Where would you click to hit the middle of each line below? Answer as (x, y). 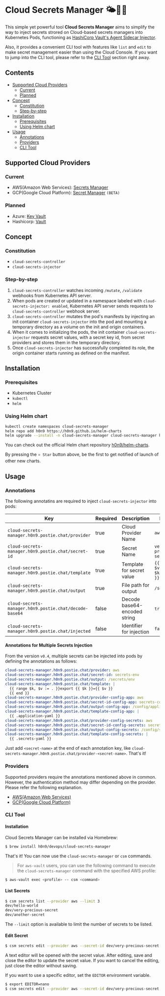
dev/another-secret (25, 915)
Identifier (132, 626)
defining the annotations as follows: (41, 661)
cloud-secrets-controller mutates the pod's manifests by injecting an (83, 316)
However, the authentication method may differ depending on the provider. (81, 782)
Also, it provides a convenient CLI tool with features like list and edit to (78, 47)
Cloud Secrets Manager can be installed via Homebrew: (61, 837)
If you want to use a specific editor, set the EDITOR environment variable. (78, 975)
